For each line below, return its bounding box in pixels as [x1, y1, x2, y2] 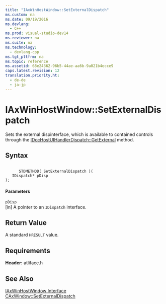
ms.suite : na [5, 40, 33, 45]
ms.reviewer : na [5, 36, 39, 41]
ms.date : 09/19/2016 [5, 17, 49, 22]
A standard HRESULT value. [5, 232, 59, 238]
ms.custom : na [5, 12, 35, 17]
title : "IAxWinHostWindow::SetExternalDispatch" [5, 7, 109, 13]
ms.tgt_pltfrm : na [5, 54, 44, 59]
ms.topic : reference [5, 59, 49, 64]
